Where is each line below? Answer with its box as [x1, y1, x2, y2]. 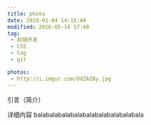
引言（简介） [7, 96, 44, 104]
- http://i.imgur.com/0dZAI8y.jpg [10, 75, 112, 82]
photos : [7, 68, 30, 76]
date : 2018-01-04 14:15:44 [7, 17, 86, 24]
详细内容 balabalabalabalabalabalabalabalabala [7, 110, 144, 119]
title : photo [7, 10, 46, 18]
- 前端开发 [10, 37, 39, 44]
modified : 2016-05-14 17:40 [7, 23, 90, 30]
